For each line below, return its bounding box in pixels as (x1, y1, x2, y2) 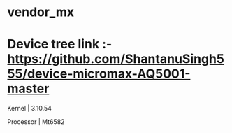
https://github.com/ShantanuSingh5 (7, 51, 225, 67)
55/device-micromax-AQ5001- (7, 66, 191, 82)
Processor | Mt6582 (7, 118, 65, 126)
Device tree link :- (7, 36, 113, 52)
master (7, 81, 50, 97)
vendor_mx (7, 4, 75, 20)
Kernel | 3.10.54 (7, 104, 52, 113)
